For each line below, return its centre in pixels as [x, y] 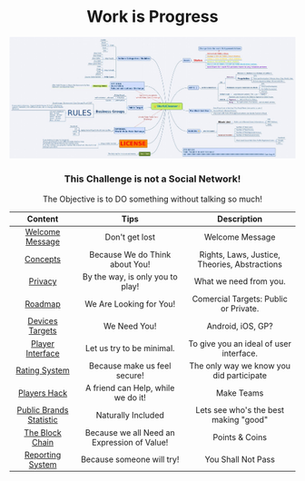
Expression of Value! [130, 442]
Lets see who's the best [239, 410]
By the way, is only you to [130, 276]
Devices [43, 321]
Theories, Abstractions [240, 264]
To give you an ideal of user [240, 343]
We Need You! [130, 326]
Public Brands [43, 410]
